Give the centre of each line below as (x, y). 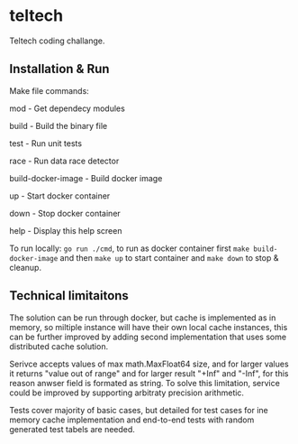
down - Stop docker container (65, 213)
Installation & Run (59, 69)
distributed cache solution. (59, 346)
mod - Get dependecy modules (68, 108)
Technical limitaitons (69, 296)
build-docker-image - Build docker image (86, 178)
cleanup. (26, 267)
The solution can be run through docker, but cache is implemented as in (143, 318)
